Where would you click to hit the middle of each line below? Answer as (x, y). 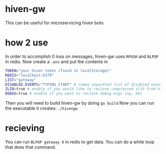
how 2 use (27, 43)
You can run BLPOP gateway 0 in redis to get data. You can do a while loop (80, 142)
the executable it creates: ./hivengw (41, 108)
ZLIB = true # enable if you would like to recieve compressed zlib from (80, 89)
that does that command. (31, 147)
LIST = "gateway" (21, 80)
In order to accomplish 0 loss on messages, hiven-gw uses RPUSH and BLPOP (82, 56)
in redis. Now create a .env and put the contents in (57, 61)
